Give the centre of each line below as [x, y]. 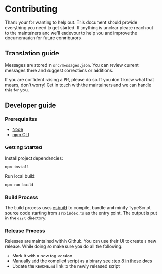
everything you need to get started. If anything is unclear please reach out [79, 27]
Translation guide [32, 53]
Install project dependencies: [34, 158]
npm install [17, 167]
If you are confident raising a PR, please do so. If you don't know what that [80, 79]
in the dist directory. [26, 218]
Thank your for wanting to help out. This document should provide [71, 22]
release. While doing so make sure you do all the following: [64, 246]
